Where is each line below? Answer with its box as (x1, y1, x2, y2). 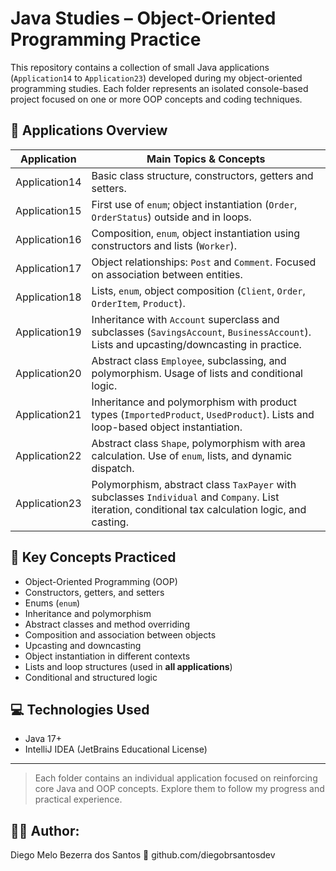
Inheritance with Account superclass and (91, 312, 280, 326)
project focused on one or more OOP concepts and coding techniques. (10, 93, 303, 105)
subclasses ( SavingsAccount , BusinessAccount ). (91, 325, 312, 339)
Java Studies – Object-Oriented (10, 7, 277, 30)
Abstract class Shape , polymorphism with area (91, 436, 306, 450)
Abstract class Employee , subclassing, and (91, 353, 287, 367)
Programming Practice (10, 28, 202, 51)
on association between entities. (91, 267, 243, 281)
